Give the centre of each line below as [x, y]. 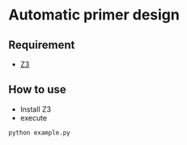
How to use [37, 90]
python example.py [39, 132]
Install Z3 [35, 109]
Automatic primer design [94, 15]
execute [34, 117]
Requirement [42, 45]
